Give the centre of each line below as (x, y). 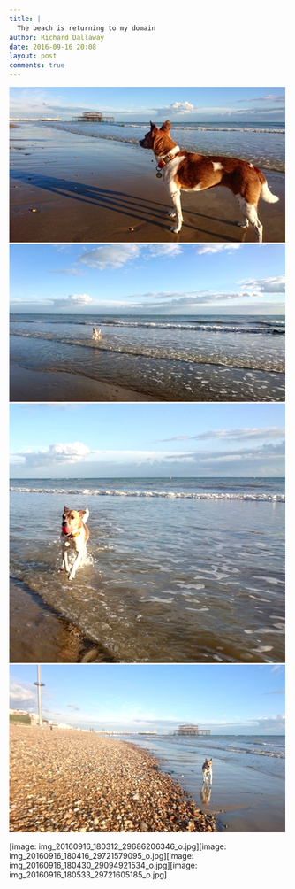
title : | (25, 19)
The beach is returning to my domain (87, 28)
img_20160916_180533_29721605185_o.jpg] (88, 875)
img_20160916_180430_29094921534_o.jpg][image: (103, 865)
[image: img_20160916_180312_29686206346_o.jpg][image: (118, 846)
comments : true (37, 66)
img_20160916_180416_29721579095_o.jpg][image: (102, 856)
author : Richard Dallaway (57, 37)
